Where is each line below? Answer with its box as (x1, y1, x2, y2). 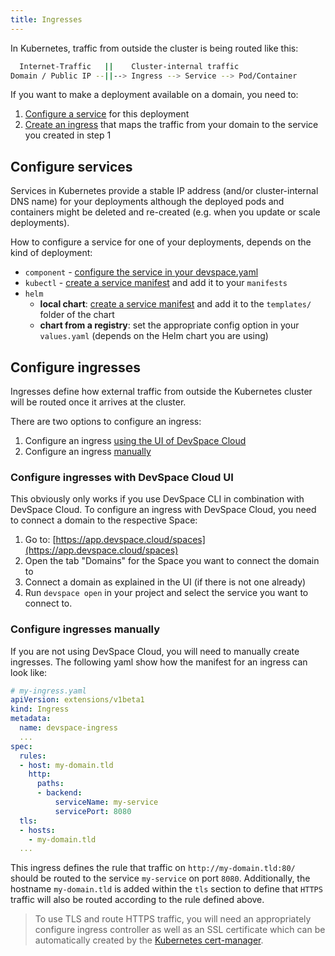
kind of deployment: (10, 247, 93, 259)
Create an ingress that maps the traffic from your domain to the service (24, 119, 319, 131)
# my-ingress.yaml (10, 686, 87, 696)
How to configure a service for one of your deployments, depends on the (10, 236, 312, 248)
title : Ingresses (10, 14, 83, 25)
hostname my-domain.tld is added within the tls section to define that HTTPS (10, 883, 323, 895)
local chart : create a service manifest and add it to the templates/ (39, 298, 312, 310)
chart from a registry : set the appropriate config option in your (39, 319, 300, 331)
